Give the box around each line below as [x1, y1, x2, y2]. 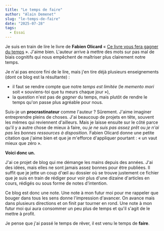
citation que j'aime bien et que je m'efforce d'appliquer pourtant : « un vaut [5, 135, 158, 141]
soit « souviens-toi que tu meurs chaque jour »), [12, 89, 110, 95]
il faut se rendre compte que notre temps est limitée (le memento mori [12, 84, 154, 89]
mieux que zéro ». [5, 140, 42, 146]
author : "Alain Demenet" [5, 12, 56, 17]
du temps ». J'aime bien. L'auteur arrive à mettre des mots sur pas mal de [5, 49, 155, 55]
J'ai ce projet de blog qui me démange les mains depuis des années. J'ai [5, 160, 153, 165]
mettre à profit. [5, 211, 35, 217]
